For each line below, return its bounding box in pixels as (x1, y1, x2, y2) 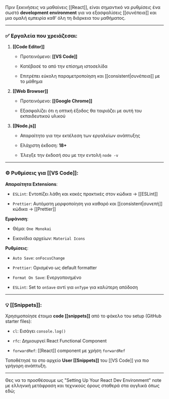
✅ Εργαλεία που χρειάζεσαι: (5, 32, 78, 39)
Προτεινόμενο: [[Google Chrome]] (20, 98, 93, 104)
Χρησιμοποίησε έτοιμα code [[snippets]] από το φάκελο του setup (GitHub (5, 313, 162, 319)
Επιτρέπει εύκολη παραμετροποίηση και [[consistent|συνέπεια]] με (20, 73, 160, 79)
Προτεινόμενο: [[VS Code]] (20, 53, 78, 60)
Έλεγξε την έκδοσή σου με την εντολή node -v (20, 152, 119, 158)
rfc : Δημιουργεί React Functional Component (12, 337, 107, 344)
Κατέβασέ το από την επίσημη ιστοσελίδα (20, 63, 108, 70)
